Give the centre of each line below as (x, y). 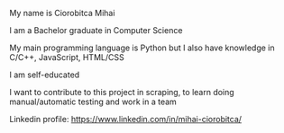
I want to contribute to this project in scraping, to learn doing (122, 92)
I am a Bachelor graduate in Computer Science (96, 30)
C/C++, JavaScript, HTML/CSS (67, 57)
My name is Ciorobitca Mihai (62, 13)
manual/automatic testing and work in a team (93, 102)
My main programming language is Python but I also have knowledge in (142, 48)
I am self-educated (45, 75)
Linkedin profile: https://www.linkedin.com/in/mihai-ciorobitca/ (125, 119)
